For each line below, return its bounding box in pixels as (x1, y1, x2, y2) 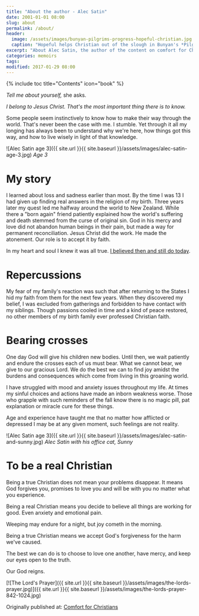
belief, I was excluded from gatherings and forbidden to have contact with (6, 300, 187, 307)
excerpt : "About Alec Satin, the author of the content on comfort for (6, 47, 187, 53)
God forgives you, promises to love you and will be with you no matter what (6, 485, 190, 493)
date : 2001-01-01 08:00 (6, 14, 65, 20)
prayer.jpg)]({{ (6, 586, 41, 593)
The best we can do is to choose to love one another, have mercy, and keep (6, 550, 191, 557)
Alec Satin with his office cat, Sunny (44, 439, 133, 446)
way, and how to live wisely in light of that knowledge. (6, 134, 138, 141)
